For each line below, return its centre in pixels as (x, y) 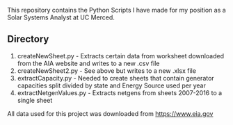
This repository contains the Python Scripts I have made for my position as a (116, 10)
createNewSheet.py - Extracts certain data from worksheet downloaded (121, 56)
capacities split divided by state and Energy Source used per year (112, 85)
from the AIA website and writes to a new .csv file (88, 63)
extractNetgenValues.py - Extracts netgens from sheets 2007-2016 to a (120, 92)
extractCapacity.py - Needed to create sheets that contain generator (115, 78)
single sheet (35, 100)
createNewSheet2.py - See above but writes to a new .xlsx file (107, 70)
